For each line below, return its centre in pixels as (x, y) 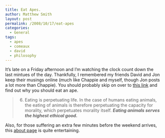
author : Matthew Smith (28, 14)
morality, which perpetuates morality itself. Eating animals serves (92, 110)
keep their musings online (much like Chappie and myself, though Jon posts (82, 80)
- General (20, 33)
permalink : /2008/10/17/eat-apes (40, 23)
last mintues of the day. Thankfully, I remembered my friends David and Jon (82, 75)
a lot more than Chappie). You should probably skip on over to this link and (81, 85)
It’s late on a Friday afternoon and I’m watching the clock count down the (79, 69)
